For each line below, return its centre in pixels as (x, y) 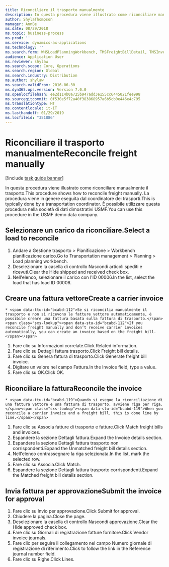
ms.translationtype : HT (30, 104)
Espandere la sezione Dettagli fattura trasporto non (66, 443)
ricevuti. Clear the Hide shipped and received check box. (71, 272)
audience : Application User (35, 57)
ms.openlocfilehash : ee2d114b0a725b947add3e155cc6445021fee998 (73, 94)
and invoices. (26, 432)
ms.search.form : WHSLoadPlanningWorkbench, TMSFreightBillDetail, (76, 52)
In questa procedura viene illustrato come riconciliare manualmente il (77, 187)
